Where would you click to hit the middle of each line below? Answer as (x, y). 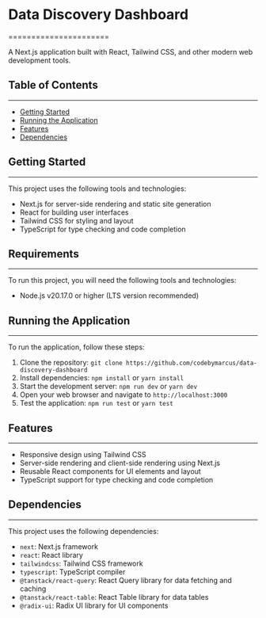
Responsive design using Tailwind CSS (83, 454)
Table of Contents (53, 85)
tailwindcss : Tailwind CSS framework (82, 563)
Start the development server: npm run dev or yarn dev (108, 387)
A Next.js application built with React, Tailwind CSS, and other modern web (131, 51)
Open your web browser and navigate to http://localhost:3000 (123, 395)
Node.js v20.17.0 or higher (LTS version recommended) (109, 296)
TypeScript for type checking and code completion (103, 229)
